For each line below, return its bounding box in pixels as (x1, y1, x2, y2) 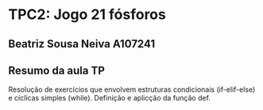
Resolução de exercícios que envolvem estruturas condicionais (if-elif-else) (8, 85, 256, 94)
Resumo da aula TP (8, 63, 106, 77)
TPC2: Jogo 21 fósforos (8, 6, 167, 24)
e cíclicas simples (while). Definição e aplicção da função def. (8, 93, 211, 103)
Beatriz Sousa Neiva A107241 (8, 37, 156, 51)
